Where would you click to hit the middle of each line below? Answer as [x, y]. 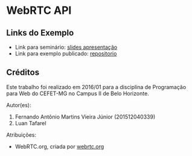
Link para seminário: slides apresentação [66, 47]
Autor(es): [19, 105]
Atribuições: [21, 135]
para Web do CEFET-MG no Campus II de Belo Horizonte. [78, 93]
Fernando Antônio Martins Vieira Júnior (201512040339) [85, 117]
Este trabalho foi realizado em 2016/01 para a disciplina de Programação [96, 87]
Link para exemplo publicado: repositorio [66, 54]
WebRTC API [39, 11]
